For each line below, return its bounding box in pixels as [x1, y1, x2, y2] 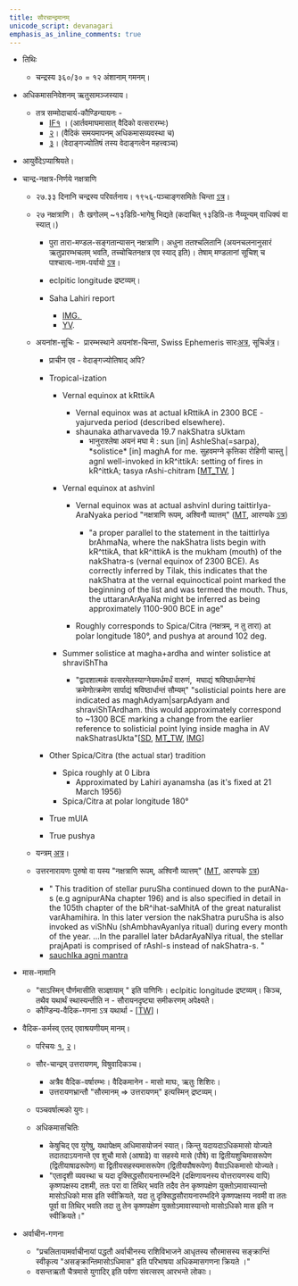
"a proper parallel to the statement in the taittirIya [88, 528, 270, 539]
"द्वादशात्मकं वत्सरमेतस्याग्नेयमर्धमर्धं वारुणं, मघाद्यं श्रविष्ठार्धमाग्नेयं [75, 675, 256, 686]
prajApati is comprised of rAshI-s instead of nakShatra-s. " [48, 940, 265, 951]
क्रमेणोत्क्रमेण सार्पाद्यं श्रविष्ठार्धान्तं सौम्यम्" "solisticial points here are [75, 685, 286, 696]
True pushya [48, 831, 95, 841]
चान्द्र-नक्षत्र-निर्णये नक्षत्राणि [21, 173, 96, 184]
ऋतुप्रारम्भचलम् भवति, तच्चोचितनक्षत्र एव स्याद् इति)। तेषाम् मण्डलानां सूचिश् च [48, 247, 266, 258]
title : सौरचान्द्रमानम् [9, 13, 70, 22]
